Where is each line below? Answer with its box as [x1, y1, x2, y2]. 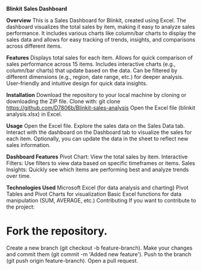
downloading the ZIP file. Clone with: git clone [6, 98, 121, 105]
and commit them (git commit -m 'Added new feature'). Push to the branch [6, 250, 192, 258]
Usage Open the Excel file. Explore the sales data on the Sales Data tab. [6, 122, 185, 129]
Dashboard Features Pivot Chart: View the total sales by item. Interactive [6, 153, 188, 160]
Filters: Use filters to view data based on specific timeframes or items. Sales [6, 160, 195, 166]
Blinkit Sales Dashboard [6, 5, 68, 12]
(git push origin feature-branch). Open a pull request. [6, 257, 139, 264]
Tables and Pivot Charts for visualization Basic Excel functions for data [6, 190, 182, 198]
